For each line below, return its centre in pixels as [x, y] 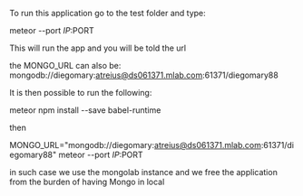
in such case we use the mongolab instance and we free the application [144, 172]
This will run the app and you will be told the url [98, 48]
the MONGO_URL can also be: [65, 65]
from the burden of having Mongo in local [87, 182]
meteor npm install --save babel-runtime [85, 110]
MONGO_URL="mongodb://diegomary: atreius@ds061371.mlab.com [135, 145]
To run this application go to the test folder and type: [108, 13]
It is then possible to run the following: [81, 93]
